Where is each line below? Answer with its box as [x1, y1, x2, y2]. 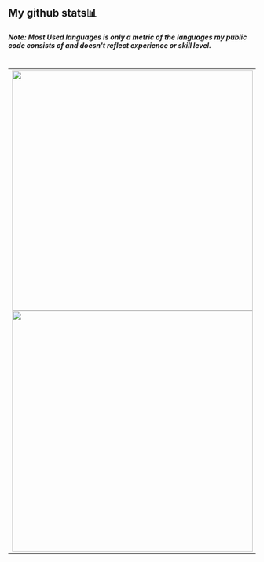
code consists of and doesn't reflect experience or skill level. [8, 40, 212, 50]
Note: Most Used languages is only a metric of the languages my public [8, 32, 247, 42]
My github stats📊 [8, 6, 97, 20]
